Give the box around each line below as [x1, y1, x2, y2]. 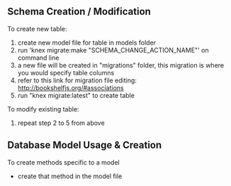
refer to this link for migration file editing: [17, 76, 137, 84]
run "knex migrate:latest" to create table [17, 91, 135, 99]
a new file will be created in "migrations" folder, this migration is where [17, 60, 225, 70]
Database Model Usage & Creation [7, 139, 162, 151]
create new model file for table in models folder [17, 38, 157, 47]
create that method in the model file [17, 172, 123, 180]
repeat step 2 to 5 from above [17, 119, 105, 127]
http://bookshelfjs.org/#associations [17, 83, 124, 92]
